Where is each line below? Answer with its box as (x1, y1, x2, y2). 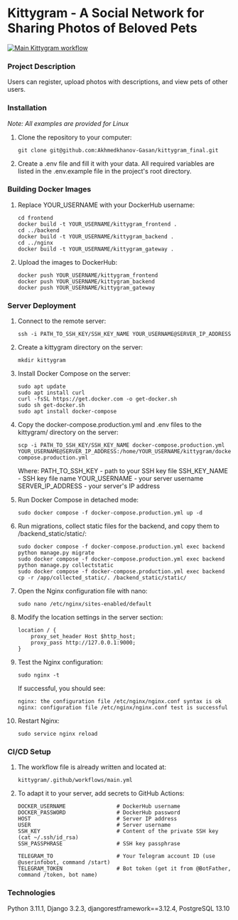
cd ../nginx (17, 239, 53, 246)
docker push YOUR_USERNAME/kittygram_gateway (17, 284, 155, 291)
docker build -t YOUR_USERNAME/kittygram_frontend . (17, 221, 178, 228)
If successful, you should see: (17, 684, 106, 693)
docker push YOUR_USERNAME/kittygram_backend (17, 277, 155, 285)
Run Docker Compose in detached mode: (17, 496, 139, 504)
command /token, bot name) (17, 872, 98, 879)
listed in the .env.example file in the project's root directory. (17, 166, 192, 175)
